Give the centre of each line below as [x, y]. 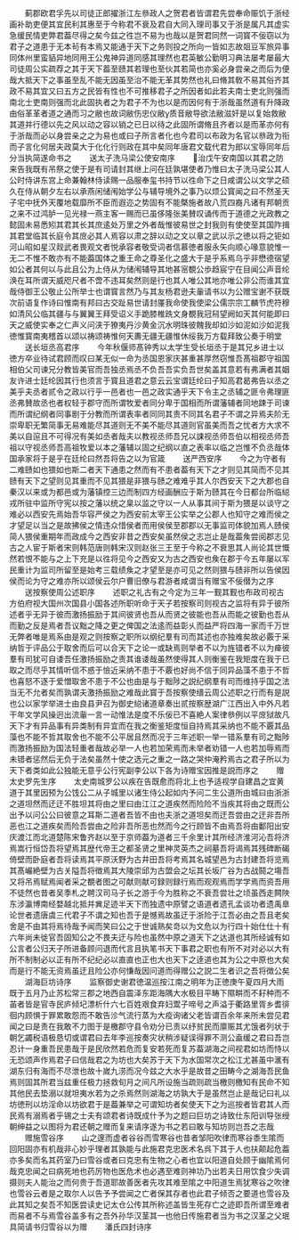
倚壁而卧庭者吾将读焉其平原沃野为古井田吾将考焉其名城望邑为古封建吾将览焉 [149, 859]
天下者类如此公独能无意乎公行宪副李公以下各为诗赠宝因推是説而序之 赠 [147, 770]
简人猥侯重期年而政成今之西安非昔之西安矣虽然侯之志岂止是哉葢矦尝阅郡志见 [149, 536]
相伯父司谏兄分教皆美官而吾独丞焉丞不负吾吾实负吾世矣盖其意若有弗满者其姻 [149, 369]
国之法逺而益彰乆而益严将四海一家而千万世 [211, 625]
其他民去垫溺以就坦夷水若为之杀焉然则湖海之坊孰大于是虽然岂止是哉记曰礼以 [149, 1093]
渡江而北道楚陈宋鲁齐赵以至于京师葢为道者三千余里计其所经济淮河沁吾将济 [153, 837]
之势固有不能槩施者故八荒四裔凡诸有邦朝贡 [211, 202]
